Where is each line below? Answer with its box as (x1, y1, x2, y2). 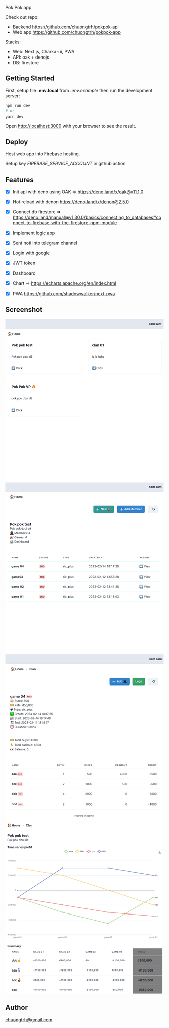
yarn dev (5, 113, 24, 119)
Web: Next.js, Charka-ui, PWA (12, 49, 75, 54)
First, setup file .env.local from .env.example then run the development (5, 87, 153, 93)
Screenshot (5, 305, 43, 314)
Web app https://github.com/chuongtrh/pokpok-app (12, 29, 121, 35)
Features (5, 175, 34, 184)
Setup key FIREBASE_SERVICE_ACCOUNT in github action (5, 161, 126, 167)
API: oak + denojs (12, 54, 49, 60)
